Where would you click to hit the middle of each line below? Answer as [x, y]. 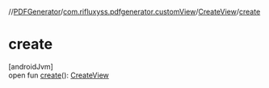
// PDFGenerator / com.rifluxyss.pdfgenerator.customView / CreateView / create [134, 12]
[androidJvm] [31, 66]
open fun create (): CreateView [59, 75]
